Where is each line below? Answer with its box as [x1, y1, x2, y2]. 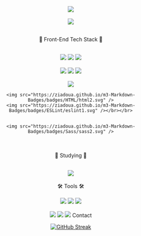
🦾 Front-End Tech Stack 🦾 [38, 36, 103, 43]
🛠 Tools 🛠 [57, 183, 85, 189]
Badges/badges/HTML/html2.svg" [28, 97, 106, 103]
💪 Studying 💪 [55, 152, 87, 159]
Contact [71, 212, 92, 219]
